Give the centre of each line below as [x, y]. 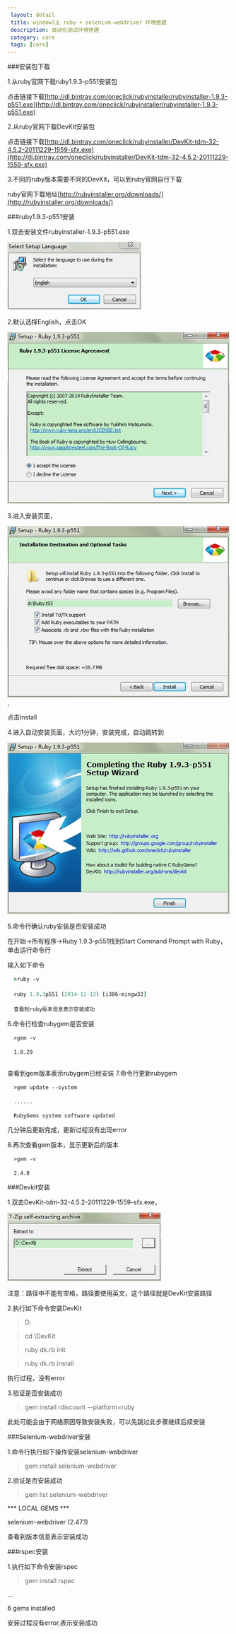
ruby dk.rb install [49, 1363]
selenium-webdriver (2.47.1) [48, 1522]
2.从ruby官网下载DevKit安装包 [51, 127]
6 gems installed [31, 1608]
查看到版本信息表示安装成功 [48, 1536]
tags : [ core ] [30, 45]
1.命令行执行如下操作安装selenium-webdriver [73, 1452]
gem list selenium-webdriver [66, 1494]
